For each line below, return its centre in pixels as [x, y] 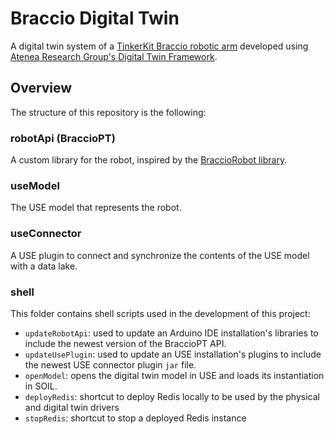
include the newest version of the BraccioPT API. [125, 343]
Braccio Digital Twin [95, 18]
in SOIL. [41, 386]
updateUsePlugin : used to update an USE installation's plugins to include [173, 354]
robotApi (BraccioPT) [63, 138]
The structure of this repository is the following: [108, 112]
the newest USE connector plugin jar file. [110, 364]
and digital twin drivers [72, 407]
